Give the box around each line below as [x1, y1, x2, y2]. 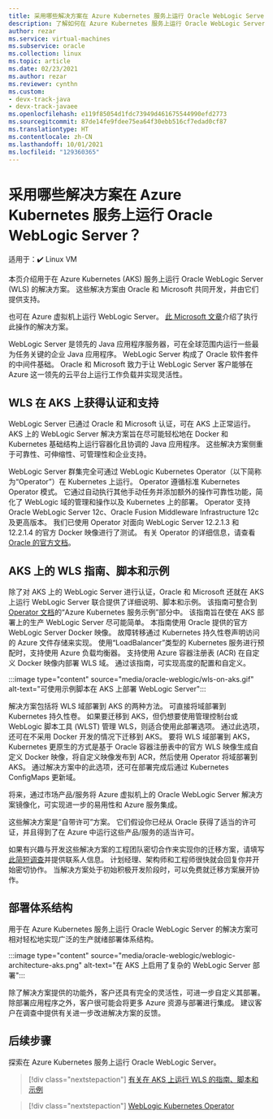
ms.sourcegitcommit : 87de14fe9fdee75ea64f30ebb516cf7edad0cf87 [8, 118, 227, 126]
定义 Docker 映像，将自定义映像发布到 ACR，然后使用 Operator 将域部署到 [8, 752, 258, 761]
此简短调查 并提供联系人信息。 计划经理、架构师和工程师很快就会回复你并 [8, 854, 253, 864]
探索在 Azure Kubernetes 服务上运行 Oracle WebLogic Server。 [8, 1057, 221, 1067]
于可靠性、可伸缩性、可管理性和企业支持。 [8, 449, 151, 459]
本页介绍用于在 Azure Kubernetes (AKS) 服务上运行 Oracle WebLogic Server [8, 274, 264, 284]
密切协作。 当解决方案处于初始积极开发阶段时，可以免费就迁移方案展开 [15, 865, 253, 874]
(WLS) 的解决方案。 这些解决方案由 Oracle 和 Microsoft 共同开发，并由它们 [8, 284, 259, 294]
